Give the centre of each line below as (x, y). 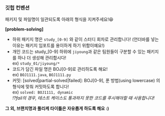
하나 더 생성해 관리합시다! (42, 58)
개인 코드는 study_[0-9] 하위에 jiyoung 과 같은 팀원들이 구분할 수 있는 (79, 52)
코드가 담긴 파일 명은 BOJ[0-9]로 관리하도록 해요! (60, 69)
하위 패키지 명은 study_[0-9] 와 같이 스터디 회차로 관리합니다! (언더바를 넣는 (85, 39)
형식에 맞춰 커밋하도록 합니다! (41, 87)
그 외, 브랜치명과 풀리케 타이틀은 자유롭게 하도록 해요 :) (57, 109)
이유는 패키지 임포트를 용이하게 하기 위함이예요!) (58, 46)
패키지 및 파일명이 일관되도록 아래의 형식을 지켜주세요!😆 (59, 19)
